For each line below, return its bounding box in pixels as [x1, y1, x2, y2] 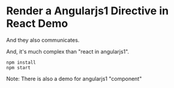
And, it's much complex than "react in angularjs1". [6, 48, 130, 55]
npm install [6, 59, 36, 65]
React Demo [6, 17, 68, 30]
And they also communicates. [6, 36, 80, 43]
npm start [6, 64, 31, 71]
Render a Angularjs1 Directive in [6, 4, 169, 18]
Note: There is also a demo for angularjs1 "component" [6, 75, 142, 82]
